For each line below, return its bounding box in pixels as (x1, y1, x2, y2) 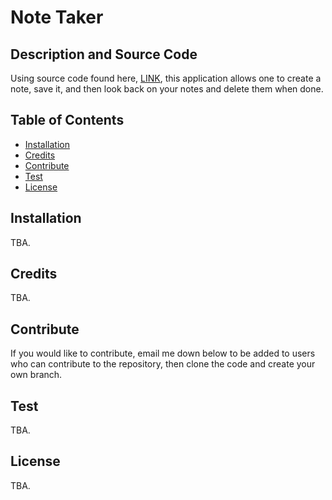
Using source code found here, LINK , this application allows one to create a (10, 72, 322, 84)
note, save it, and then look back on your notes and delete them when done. (10, 83, 324, 95)
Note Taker (10, 6, 104, 29)
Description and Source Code (10, 46, 198, 63)
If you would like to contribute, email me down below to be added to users (10, 347, 316, 360)
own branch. (10, 369, 63, 381)
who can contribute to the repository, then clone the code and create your (10, 358, 316, 370)
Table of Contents (10, 112, 125, 129)
